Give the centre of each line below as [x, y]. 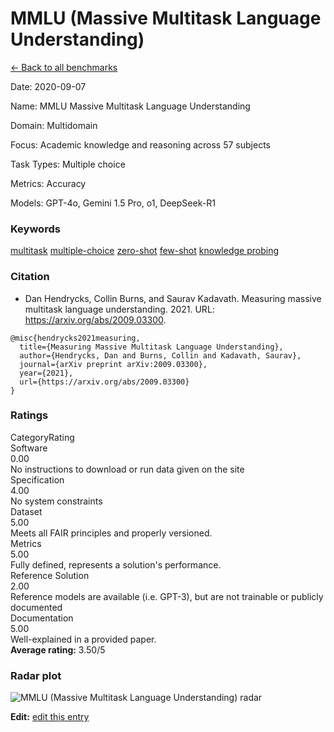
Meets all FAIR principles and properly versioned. [111, 533]
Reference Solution [50, 575]
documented [36, 607]
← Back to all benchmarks [64, 67]
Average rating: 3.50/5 [58, 649]
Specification [37, 479]
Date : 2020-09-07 [48, 86]
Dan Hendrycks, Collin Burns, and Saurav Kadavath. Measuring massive [173, 298]
